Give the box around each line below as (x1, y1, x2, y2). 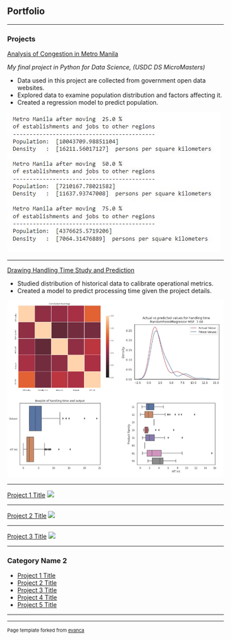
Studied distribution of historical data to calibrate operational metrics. (16, 279, 214, 288)
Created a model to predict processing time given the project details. (16, 287, 212, 295)
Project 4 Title (16, 593, 57, 601)
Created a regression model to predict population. (16, 98, 159, 107)
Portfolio (7, 6, 45, 17)
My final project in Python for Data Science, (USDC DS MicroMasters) (7, 63, 206, 72)
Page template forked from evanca (7, 627, 85, 634)
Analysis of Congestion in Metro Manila (7, 50, 119, 58)
